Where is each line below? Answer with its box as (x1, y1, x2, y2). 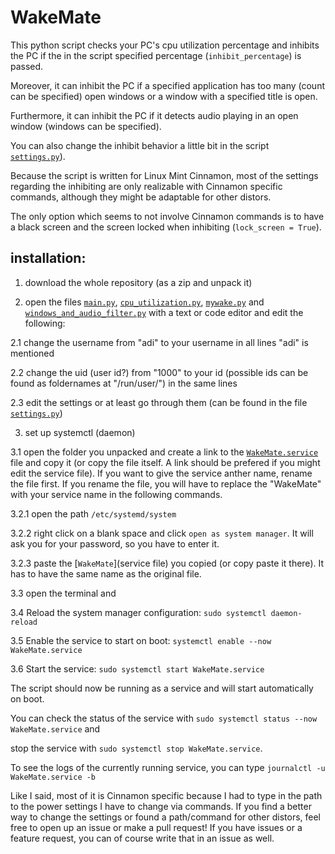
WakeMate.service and (10, 722, 101, 735)
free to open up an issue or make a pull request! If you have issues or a (10, 821, 303, 833)
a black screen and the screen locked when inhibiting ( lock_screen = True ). (10, 221, 322, 233)
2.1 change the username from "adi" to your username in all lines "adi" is (10, 336, 309, 348)
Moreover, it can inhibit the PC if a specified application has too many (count (10, 79, 326, 91)
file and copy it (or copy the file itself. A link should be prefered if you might (10, 456, 321, 468)
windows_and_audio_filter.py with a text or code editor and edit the (24, 306, 304, 318)
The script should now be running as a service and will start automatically (10, 682, 314, 694)
